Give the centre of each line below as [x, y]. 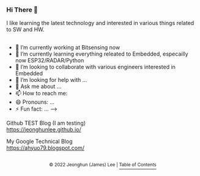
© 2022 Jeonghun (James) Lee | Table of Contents [103, 165]
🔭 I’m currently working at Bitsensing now [68, 47]
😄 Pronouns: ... [35, 102]
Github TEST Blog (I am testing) [46, 123]
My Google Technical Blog [39, 141]
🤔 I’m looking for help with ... [51, 79]
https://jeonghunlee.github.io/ [44, 129]
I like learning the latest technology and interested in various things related [100, 23]
